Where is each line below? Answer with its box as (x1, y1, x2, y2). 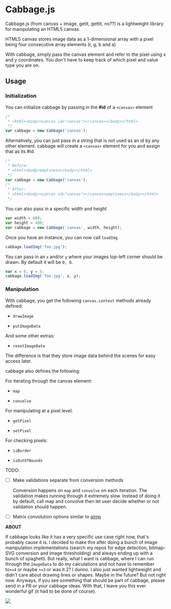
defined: (5, 303, 23, 309)
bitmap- (149, 544, 166, 551)
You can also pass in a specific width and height (5, 206, 107, 212)
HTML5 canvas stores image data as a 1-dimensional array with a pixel (5, 36, 154, 42)
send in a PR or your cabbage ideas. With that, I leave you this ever (5, 582, 146, 589)
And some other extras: (5, 332, 55, 339)
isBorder (12, 448, 32, 453)
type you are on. (5, 62, 40, 68)
